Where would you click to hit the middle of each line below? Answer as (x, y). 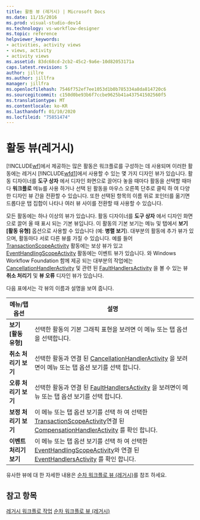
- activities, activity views (44, 45)
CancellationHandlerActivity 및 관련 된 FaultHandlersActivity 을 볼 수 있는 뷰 (97, 268)
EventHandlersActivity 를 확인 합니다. (85, 459)
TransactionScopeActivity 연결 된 (80, 421)
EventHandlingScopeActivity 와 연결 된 (87, 450)
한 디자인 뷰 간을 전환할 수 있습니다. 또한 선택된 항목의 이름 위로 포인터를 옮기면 (98, 196)
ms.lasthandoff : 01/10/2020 (41, 112)
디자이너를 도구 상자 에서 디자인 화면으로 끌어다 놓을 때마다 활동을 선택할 (96, 181)
